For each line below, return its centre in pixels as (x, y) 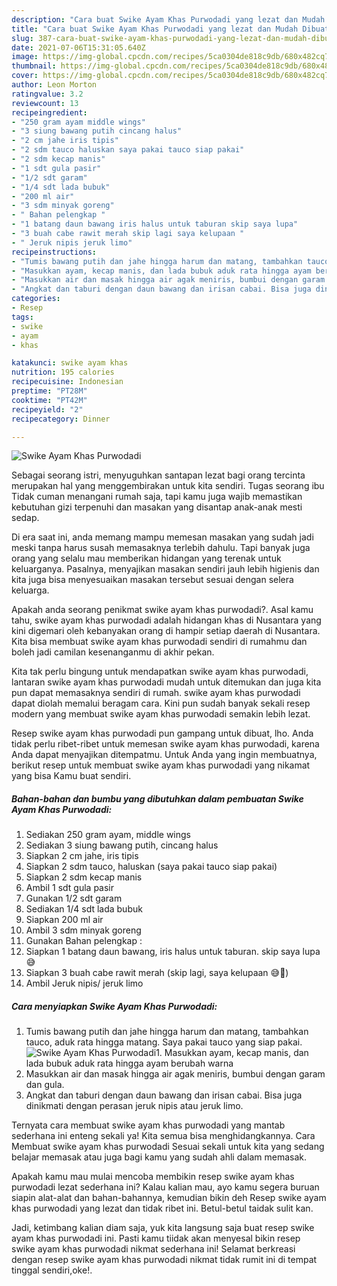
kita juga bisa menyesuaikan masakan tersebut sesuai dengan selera (152, 580)
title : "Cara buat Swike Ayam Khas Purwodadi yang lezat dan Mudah (155, 29)
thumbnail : (34, 66)
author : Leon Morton (54, 85)
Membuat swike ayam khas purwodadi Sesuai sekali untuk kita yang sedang (168, 1147)
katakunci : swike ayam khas (70, 363)
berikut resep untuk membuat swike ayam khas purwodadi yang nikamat (161, 765)
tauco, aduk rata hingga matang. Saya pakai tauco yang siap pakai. (164, 1042)
